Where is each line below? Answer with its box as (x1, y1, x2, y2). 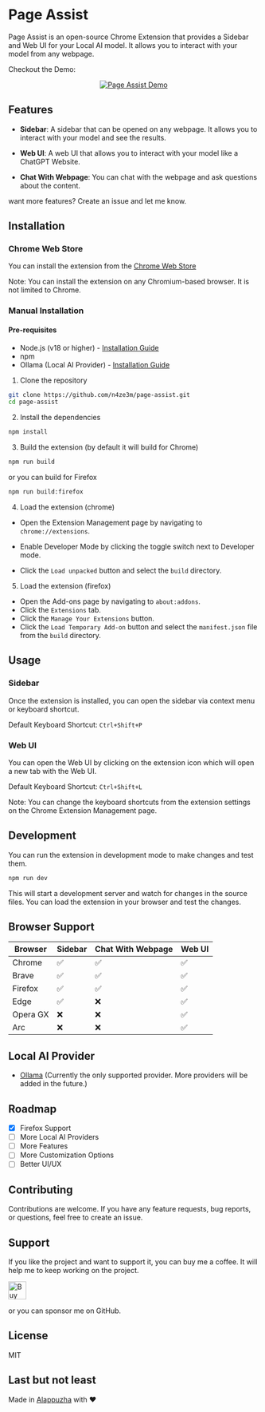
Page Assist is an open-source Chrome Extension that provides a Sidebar (8, 32, 249, 42)
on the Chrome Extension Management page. (8, 805, 158, 815)
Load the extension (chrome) (19, 502, 115, 512)
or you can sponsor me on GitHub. (8, 1306, 122, 1315)
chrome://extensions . (19, 526, 90, 536)
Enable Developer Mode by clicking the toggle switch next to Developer (19, 541, 255, 551)
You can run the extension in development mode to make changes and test (8, 850, 254, 859)
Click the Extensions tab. (19, 605, 102, 614)
